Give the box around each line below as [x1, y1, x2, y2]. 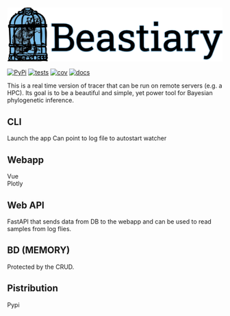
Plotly [7, 179, 23, 188]
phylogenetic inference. [7, 96, 74, 105]
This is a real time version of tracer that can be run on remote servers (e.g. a [7, 81, 222, 90]
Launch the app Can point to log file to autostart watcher [7, 134, 167, 142]
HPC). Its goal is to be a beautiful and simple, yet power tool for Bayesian [7, 89, 214, 97]
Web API [7, 199, 44, 211]
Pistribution [7, 282, 58, 294]
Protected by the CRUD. [7, 263, 75, 271]
